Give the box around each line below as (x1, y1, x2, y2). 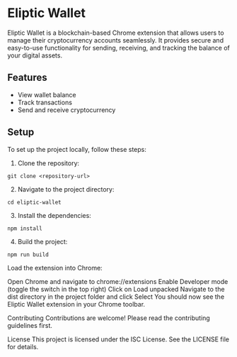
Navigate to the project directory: (17, 185, 115, 193)
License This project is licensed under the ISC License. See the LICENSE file (7, 335, 230, 344)
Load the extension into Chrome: (7, 263, 103, 272)
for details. (7, 342, 39, 351)
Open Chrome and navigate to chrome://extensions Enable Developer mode (7, 277, 229, 285)
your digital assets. (7, 51, 62, 60)
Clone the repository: (17, 158, 80, 167)
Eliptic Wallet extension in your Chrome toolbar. (7, 300, 146, 308)
